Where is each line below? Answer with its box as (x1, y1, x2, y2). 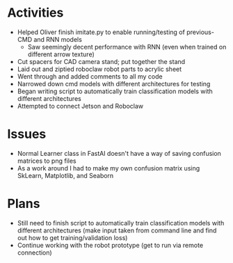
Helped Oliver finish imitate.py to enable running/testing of (17, 28, 186, 36)
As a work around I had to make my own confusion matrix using (17, 164, 200, 172)
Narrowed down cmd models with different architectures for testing (17, 79, 211, 88)
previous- (186, 28, 214, 36)
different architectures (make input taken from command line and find (17, 226, 217, 234)
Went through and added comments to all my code (17, 72, 163, 81)
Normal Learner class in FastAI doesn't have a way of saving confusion (17, 149, 221, 157)
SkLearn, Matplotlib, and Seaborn (17, 171, 114, 180)
